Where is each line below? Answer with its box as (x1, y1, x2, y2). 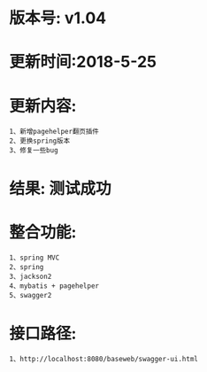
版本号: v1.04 (9, 8, 107, 28)
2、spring (9, 263, 44, 272)
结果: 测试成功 (9, 178, 111, 198)
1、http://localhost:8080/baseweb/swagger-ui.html (9, 355, 199, 364)
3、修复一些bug (9, 146, 59, 155)
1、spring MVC (9, 253, 60, 262)
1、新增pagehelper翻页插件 (9, 128, 99, 136)
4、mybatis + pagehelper (9, 282, 100, 291)
